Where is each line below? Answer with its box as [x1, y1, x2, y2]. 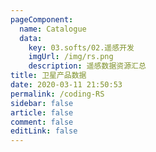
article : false [10, 107, 74, 118]
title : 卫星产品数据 [10, 71, 87, 81]
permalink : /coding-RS [10, 89, 105, 99]
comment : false [10, 117, 74, 127]
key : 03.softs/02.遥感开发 [28, 42, 135, 53]
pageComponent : [10, 14, 74, 25]
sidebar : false [10, 98, 74, 108]
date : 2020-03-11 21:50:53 [10, 80, 123, 90]
